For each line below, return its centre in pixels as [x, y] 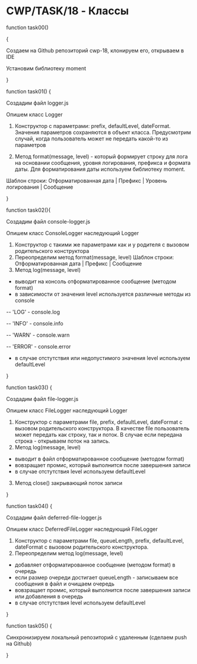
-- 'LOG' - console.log [33, 312]
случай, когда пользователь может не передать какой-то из [91, 139]
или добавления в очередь [49, 596]
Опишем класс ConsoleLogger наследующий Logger [73, 233]
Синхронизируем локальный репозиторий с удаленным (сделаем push [96, 637]
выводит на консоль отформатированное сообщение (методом [96, 281]
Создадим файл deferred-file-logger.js [54, 517]
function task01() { [29, 91]
